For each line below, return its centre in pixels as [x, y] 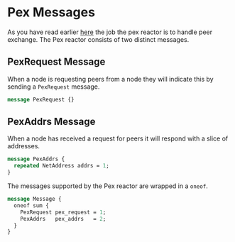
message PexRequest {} [41, 99]
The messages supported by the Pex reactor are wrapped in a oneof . [108, 186]
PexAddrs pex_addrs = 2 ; [63, 219]
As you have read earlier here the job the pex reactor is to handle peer [110, 32]
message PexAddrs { [36, 159]
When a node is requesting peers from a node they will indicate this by [111, 79]
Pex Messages [51, 12]
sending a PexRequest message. [54, 87]
